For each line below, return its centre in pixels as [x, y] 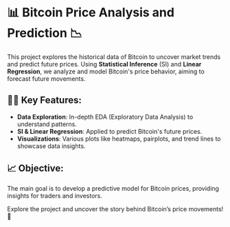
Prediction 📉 [45, 33]
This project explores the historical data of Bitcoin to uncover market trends [114, 57]
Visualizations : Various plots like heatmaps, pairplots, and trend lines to [119, 139]
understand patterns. [47, 124]
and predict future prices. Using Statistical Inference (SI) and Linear [104, 64]
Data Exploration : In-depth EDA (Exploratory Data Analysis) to [105, 117]
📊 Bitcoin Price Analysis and [91, 13]
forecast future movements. [46, 78]
